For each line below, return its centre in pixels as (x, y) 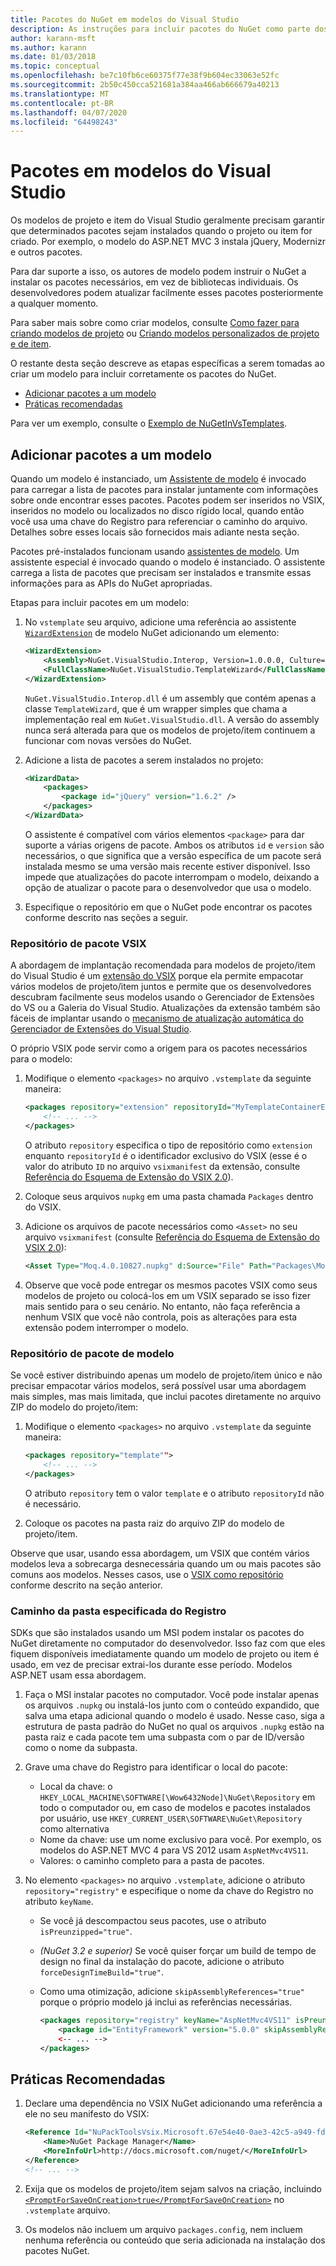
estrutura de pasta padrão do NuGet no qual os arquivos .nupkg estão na (174, 1726)
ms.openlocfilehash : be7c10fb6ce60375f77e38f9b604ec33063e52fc (145, 76)
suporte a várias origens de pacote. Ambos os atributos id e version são (174, 845)
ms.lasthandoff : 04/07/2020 (69, 112)
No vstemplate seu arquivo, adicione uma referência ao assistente (160, 622)
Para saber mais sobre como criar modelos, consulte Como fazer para (155, 323)
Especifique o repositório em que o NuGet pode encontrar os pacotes (168, 907)
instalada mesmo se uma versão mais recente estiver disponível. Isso (167, 866)
